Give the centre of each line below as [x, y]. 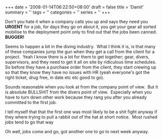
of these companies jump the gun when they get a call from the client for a [80, 52]
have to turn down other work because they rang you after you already [76, 97]
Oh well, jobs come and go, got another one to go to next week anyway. [77, 131]
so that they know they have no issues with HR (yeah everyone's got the [77, 72]
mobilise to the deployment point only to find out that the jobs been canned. [81, 32]
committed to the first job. [31, 102]
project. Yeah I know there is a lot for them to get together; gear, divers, [77, 57]
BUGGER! [15, 37]
